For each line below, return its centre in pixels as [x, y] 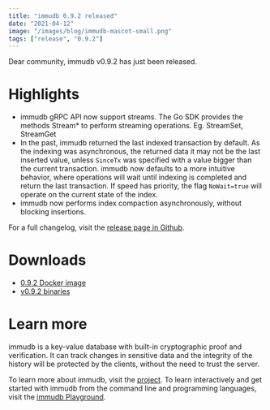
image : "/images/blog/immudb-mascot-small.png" [90, 31]
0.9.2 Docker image [53, 283]
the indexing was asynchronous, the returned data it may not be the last [140, 152]
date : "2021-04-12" [41, 24]
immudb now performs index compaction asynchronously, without [131, 203]
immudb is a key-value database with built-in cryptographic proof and [125, 347]
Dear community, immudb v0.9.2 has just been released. [103, 62]
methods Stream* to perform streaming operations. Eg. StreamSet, [131, 126]
